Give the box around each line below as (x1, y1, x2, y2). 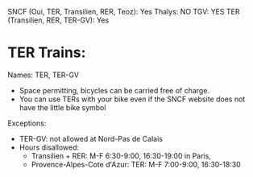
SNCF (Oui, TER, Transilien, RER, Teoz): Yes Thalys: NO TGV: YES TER (7, 7, 240, 16)
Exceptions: (7, 118, 47, 128)
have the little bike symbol (19, 102, 106, 112)
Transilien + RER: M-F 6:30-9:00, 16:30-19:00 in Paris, (31, 150, 211, 160)
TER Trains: (7, 43, 86, 62)
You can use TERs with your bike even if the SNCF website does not (19, 94, 246, 104)
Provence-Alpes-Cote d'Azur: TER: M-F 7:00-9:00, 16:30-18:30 (31, 159, 241, 169)
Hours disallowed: (19, 142, 80, 152)
